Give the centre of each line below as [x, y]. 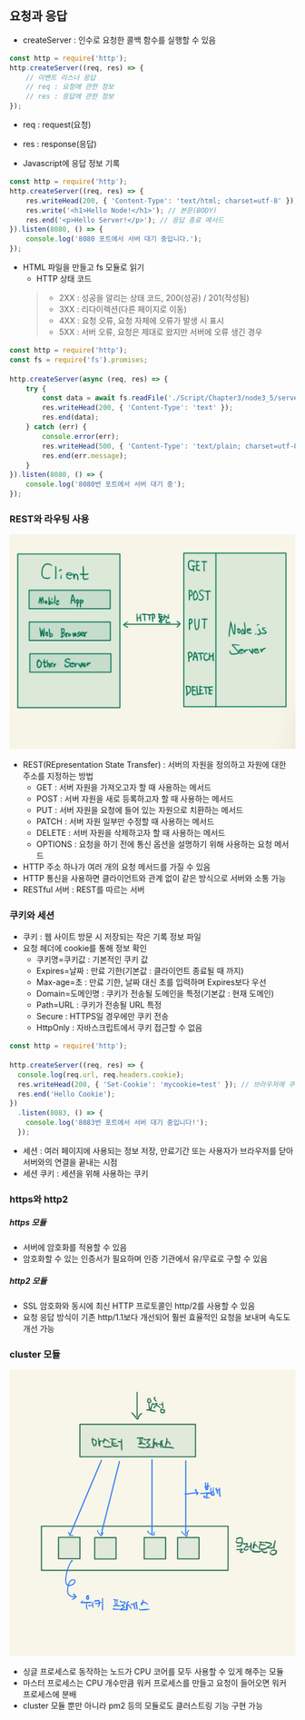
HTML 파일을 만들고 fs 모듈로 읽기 [84, 267]
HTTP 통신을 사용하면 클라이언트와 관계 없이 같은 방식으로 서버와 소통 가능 [154, 878]
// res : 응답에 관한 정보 [70, 97]
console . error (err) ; [81, 436]
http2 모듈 [28, 1281]
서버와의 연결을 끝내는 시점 [70, 1162]
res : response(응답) [59, 144]
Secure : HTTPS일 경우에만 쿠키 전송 [103, 1017]
